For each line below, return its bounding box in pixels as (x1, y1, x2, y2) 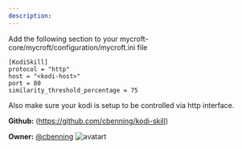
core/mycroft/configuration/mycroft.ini (8, 42, 136, 52)
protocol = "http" (8, 65, 70, 73)
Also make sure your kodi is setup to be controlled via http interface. (8, 100, 235, 110)
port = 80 (8, 79, 42, 87)
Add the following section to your (8, 34, 118, 43)
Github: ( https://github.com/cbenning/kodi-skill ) (8, 116, 169, 126)
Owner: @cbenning (8, 131, 74, 141)
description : (8, 11, 52, 20)
